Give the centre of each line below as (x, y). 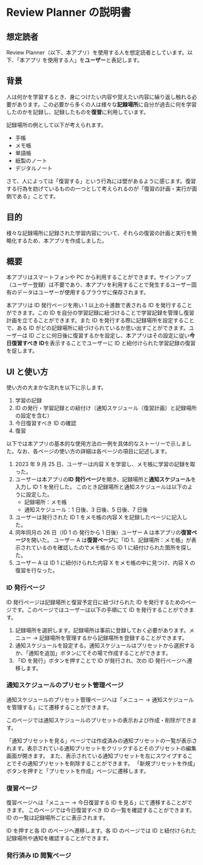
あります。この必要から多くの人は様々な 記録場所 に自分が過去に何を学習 (107, 104)
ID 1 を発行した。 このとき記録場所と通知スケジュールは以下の (110, 487)
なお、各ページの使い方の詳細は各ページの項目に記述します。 (94, 451)
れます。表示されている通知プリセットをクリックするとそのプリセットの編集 (101, 748)
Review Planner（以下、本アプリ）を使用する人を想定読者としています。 (97, 53)
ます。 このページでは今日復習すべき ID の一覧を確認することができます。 (103, 810)
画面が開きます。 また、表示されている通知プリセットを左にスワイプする (97, 756)
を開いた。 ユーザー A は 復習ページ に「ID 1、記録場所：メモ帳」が (108, 540)
